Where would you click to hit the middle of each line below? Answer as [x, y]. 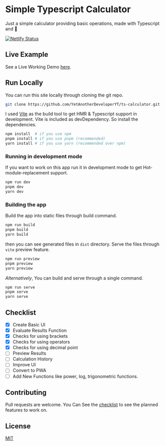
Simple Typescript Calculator [68, 9]
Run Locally [24, 83]
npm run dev [18, 182]
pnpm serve [17, 292]
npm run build [20, 225]
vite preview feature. [27, 249]
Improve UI [24, 365]
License [18, 426]
